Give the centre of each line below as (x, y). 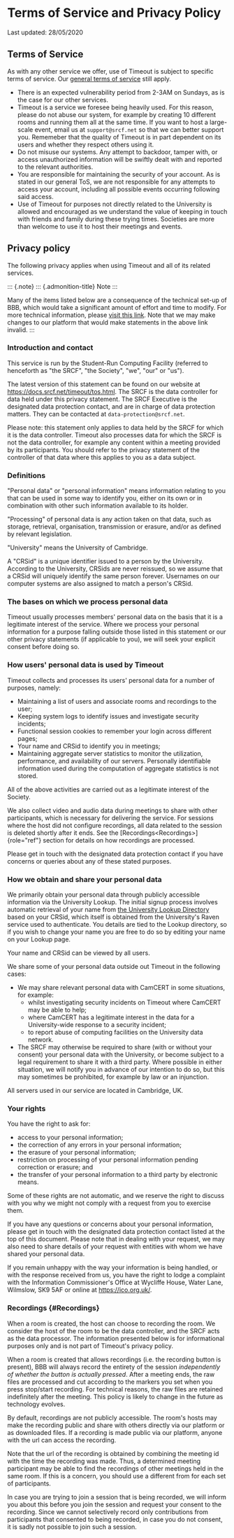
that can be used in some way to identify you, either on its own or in (105, 498)
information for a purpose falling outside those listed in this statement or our (117, 632)
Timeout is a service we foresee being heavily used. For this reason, (116, 107)
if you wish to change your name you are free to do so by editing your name (116, 932)
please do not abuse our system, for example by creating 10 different (117, 114)
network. (41, 1040)
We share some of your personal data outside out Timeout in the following (114, 967)
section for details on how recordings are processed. (119, 840)
